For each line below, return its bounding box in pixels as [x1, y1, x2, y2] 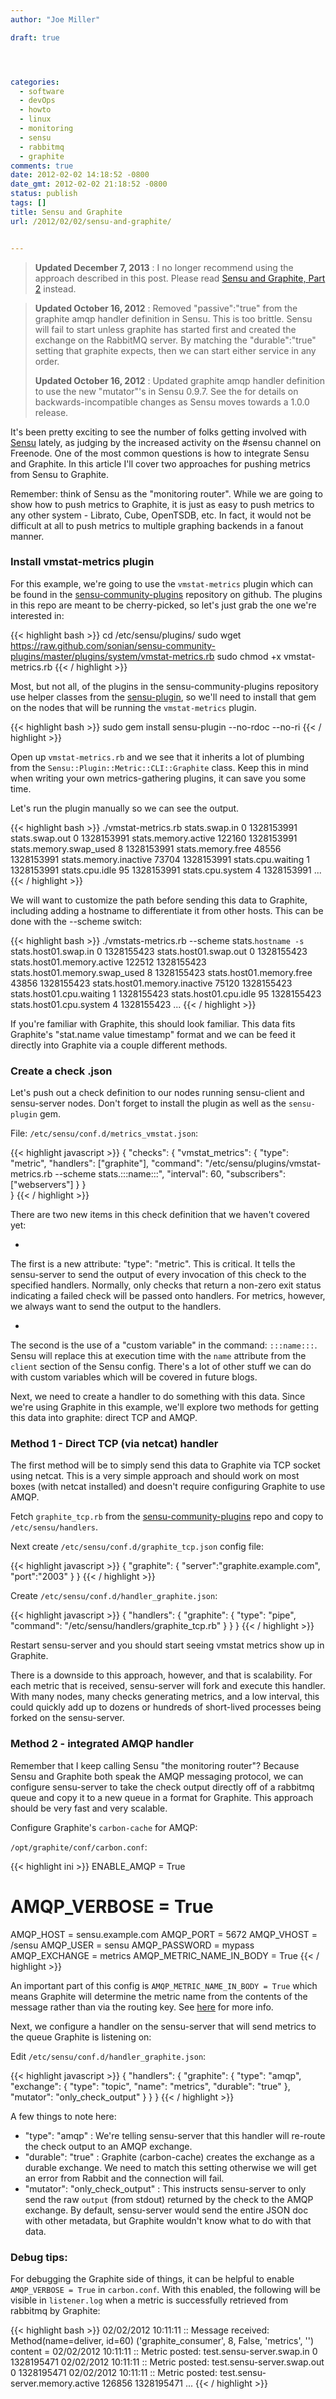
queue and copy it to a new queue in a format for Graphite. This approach [10, 1791, 314, 1803]
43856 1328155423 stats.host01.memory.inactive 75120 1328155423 [10, 977, 293, 989]
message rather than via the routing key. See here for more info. [10, 2001, 274, 2013]
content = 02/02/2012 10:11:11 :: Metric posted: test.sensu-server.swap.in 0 [10, 2345, 318, 2357]
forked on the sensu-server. [10, 1712, 125, 1724]
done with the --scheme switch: [10, 915, 142, 927]
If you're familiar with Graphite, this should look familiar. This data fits [10, 1017, 296, 1030]
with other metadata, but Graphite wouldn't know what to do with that [24, 2214, 312, 2226]
